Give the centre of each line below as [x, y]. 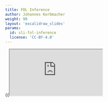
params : [13, 28]
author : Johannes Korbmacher [35, 14]
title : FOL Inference [27, 10]
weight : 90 [16, 19]
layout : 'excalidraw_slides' [35, 24]
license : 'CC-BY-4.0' [32, 38]
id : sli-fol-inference [33, 33]
